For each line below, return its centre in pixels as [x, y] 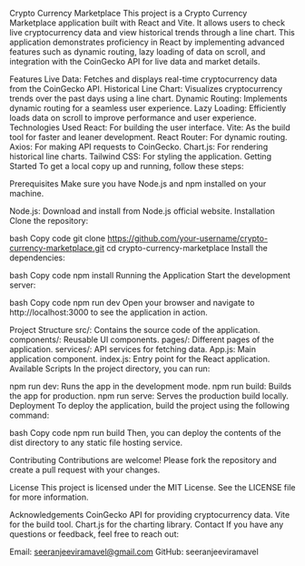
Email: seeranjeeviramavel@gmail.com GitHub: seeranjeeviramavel [134, 551]
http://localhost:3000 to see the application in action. [108, 312]
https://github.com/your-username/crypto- [188, 238]
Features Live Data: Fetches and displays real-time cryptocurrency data [143, 79]
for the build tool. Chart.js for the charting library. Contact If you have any [147, 524]
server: [23, 285]
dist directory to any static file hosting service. [96, 442]
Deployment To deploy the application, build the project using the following [150, 405]
